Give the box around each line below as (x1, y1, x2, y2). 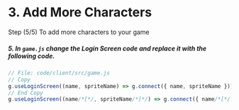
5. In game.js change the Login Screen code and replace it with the (8, 44, 207, 53)
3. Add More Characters (8, 4, 152, 21)
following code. (8, 51, 55, 60)
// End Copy (8, 89, 43, 97)
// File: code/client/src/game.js (8, 69, 111, 77)
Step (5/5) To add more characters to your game (8, 28, 150, 36)
